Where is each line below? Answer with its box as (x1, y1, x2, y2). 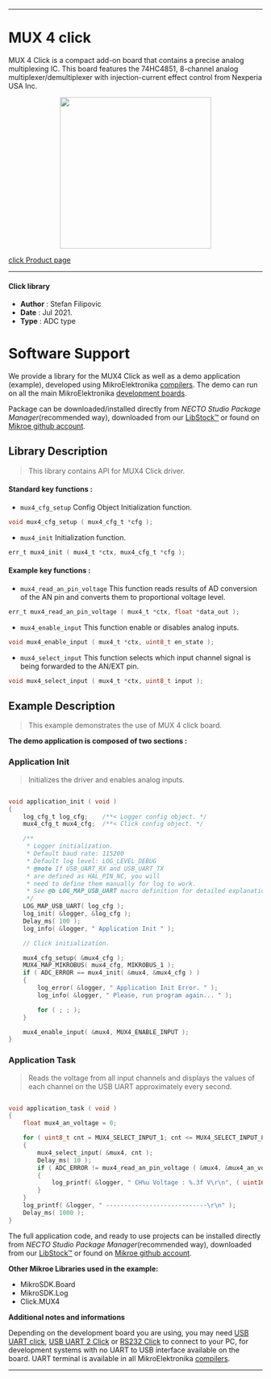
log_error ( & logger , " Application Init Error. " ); (37, 984, 219, 992)
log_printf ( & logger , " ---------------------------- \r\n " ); (23, 1201, 236, 1209)
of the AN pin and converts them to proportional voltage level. (19, 593, 226, 602)
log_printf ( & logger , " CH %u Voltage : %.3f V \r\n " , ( (51, 1179, 240, 1187)
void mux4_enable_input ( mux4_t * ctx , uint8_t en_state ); (8, 638, 215, 646)
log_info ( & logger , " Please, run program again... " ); (37, 991, 232, 1000)
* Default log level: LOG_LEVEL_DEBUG (26, 857, 157, 865)
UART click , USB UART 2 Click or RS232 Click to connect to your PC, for (8, 1336, 248, 1346)
